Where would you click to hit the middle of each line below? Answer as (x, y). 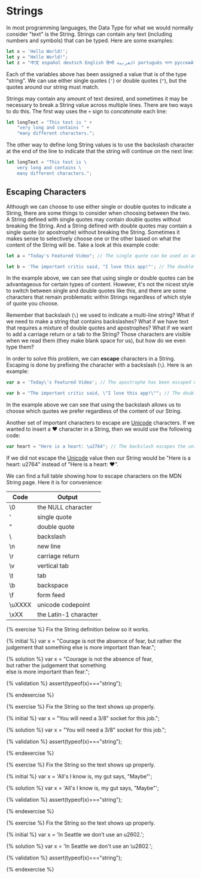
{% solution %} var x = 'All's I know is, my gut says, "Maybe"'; (83, 788)
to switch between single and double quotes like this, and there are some (96, 291)
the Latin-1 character (68, 615)
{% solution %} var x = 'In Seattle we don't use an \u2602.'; (80, 846)
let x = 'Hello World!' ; (37, 51)
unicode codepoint (63, 605)
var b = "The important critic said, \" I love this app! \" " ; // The (93, 393)
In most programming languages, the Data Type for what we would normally (100, 28)
